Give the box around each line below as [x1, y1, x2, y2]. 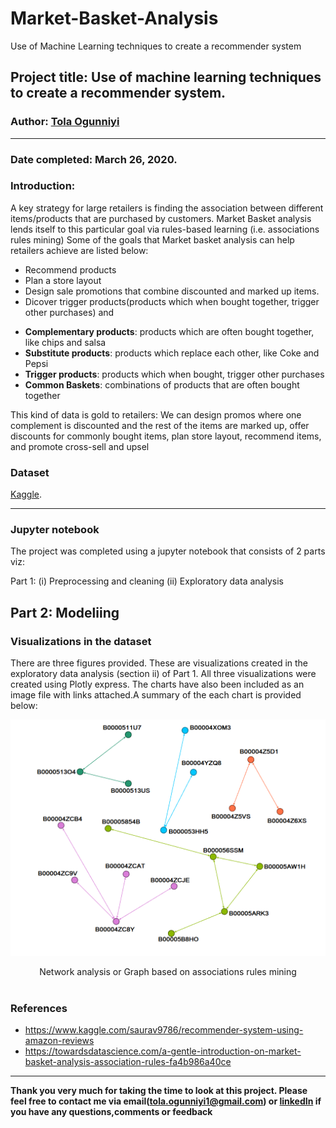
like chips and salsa [24, 336, 107, 348]
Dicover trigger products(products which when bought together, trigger [24, 295, 320, 307]
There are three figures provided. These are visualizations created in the [10, 657, 309, 669]
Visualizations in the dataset [10, 634, 152, 648]
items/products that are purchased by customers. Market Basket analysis [10, 212, 312, 224]
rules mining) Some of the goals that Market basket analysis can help [10, 233, 295, 246]
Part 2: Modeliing [10, 604, 120, 621]
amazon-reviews [24, 1035, 95, 1047]
